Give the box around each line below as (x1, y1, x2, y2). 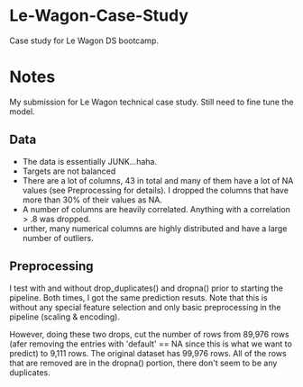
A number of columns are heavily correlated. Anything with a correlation (22, 203, 291, 214)
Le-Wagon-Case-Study (9, 5, 189, 26)
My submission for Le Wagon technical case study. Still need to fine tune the (9, 96, 294, 107)
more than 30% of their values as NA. (22, 194, 163, 205)
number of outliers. (22, 232, 94, 243)
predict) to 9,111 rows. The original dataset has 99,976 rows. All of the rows (9, 347, 287, 358)
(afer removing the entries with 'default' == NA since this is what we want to (9, 338, 293, 349)
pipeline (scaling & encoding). (9, 311, 120, 322)
